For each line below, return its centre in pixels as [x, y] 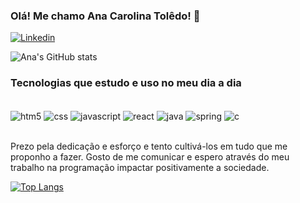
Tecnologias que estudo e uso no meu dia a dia [126, 83]
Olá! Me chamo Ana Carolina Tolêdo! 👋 [105, 16]
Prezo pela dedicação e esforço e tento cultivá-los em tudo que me [149, 146]
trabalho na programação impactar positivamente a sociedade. [140, 168]
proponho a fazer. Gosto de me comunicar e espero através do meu [150, 157]
